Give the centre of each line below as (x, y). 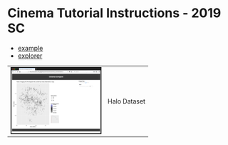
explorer (30, 56)
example (30, 48)
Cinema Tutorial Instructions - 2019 (114, 13)
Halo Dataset (127, 101)
